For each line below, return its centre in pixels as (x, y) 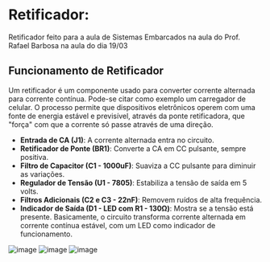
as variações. (42, 174)
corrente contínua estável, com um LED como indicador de (118, 225)
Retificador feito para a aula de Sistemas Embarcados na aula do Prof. (124, 37)
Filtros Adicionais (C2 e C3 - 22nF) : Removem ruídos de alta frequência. (141, 199)
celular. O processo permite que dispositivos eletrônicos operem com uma (132, 107)
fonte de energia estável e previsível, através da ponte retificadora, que (127, 116)
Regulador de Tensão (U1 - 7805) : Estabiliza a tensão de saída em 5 (133, 182)
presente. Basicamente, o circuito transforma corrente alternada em (133, 217)
